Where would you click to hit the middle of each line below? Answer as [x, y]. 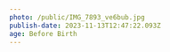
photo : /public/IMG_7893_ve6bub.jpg [77, 17]
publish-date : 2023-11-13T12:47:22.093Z [85, 26]
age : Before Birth [43, 33]
